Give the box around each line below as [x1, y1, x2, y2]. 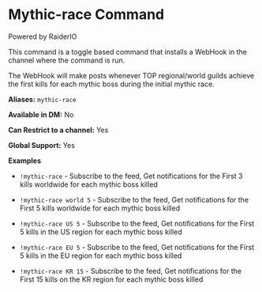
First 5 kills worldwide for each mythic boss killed [19, 203, 180, 213]
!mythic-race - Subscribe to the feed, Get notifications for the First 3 [19, 171, 243, 180]
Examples [8, 156, 42, 165]
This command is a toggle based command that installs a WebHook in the [8, 47, 247, 56]
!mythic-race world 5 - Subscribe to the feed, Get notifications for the [19, 195, 249, 204]
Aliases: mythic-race [8, 94, 77, 104]
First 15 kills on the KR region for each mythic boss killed [19, 275, 204, 284]
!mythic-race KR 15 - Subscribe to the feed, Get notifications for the [19, 266, 242, 275]
